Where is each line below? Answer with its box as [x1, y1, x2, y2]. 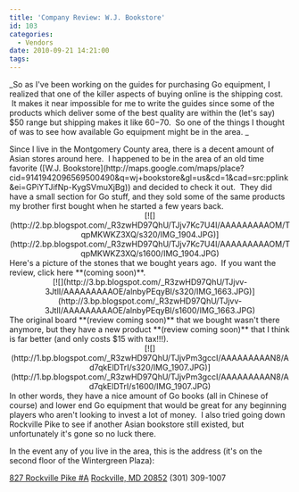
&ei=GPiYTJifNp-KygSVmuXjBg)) [9, 182, 131, 192]
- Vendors [17, 38, 54, 47]
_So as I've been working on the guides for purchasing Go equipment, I [9, 79, 270, 89]
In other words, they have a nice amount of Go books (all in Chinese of [9, 390, 269, 401]
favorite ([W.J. [9, 163, 62, 173]
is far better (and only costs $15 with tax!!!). [9, 334, 170, 344]
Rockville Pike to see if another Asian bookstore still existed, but [9, 419, 245, 429]
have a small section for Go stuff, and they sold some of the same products [9, 191, 286, 202]
